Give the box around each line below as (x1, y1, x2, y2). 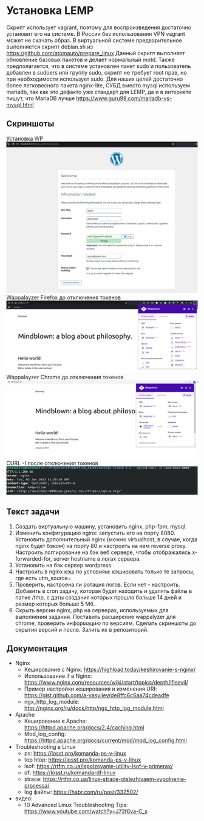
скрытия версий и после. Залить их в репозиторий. (15, 626, 149, 633)
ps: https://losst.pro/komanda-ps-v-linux (24, 750, 126, 757)
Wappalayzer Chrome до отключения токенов (6, 373, 124, 380)
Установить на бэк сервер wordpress (15, 561, 112, 569)
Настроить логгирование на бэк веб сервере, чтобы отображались (15, 549, 191, 556)
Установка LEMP (6, 4, 94, 18)
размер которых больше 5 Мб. (15, 600, 95, 607)
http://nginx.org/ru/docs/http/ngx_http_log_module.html (24, 704, 164, 712)
